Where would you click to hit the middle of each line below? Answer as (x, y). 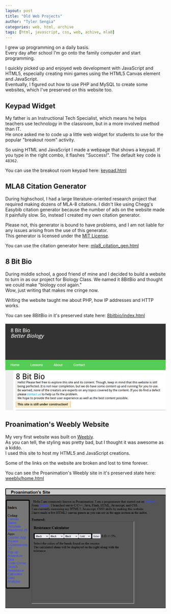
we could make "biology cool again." (44, 285)
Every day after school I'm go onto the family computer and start (73, 53)
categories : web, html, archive (39, 27)
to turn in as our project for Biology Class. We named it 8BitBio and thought (84, 279)
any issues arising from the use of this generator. (57, 230)
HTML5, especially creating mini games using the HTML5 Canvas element (83, 73)
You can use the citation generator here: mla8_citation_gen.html (72, 245)
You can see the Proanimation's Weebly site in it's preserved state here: (81, 473)
